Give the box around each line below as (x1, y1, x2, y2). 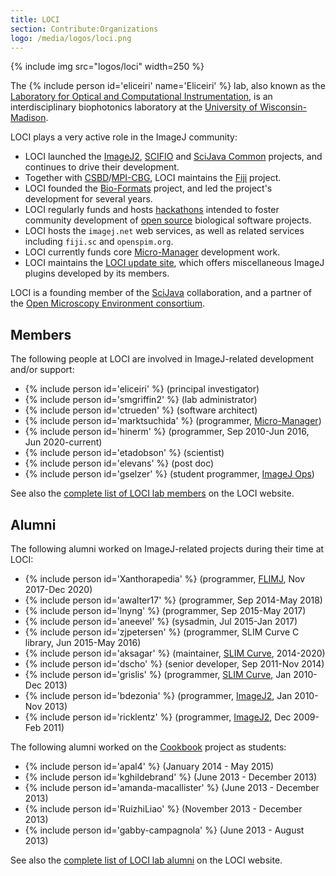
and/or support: (10, 364, 75, 376)
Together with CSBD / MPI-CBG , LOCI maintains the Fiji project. (24, 172, 282, 184)
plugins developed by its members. (24, 267, 170, 280)
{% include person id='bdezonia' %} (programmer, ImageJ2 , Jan (24, 690, 293, 701)
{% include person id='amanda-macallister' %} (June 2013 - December (24, 782, 320, 793)
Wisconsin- (259, 101, 307, 113)
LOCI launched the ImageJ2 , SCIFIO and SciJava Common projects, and (24, 151, 323, 163)
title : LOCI (10, 14, 60, 25)
